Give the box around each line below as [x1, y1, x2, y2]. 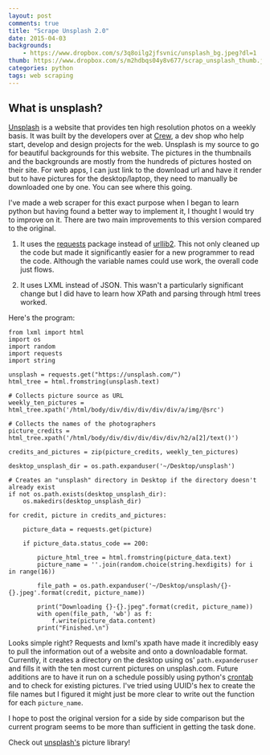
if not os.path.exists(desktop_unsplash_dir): [8, 490, 167, 499]
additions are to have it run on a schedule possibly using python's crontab [8, 672, 254, 682]
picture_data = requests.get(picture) [22, 526, 153, 534]
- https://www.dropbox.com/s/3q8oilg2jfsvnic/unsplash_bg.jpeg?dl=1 [22, 49, 257, 57]
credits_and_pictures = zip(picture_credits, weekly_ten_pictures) [8, 448, 239, 457]
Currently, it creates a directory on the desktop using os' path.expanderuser [8, 655, 259, 665]
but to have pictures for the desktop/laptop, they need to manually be [8, 174, 239, 183]
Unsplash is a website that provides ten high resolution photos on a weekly [8, 122, 256, 133]
